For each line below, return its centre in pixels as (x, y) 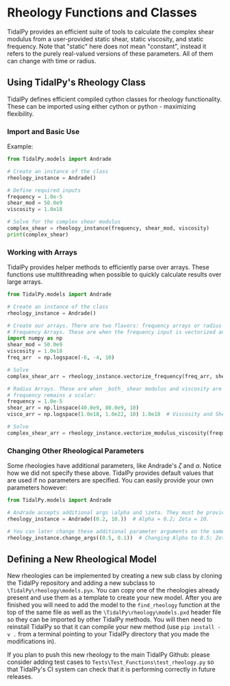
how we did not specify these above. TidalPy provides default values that (111, 473)
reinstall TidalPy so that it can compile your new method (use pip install (111, 627)
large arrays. (25, 282)
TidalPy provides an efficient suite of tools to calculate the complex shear (111, 32)
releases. (20, 677)
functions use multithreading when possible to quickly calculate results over (114, 275)
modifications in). (31, 641)
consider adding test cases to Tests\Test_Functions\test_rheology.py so (111, 662)
